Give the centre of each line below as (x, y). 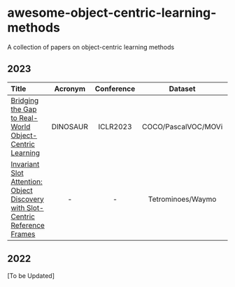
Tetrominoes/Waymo (182, 199)
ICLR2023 (115, 126)
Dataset (182, 89)
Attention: (27, 182)
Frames (23, 234)
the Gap (24, 109)
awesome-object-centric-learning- (112, 13)
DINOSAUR (70, 126)
